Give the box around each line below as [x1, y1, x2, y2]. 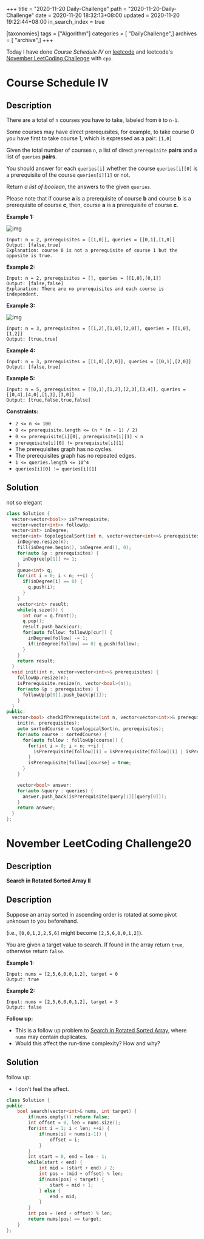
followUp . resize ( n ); [17, 675, 69, 681]
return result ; [17, 658, 56, 664]
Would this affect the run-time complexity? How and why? [15, 1039, 160, 1047]
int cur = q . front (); [22, 612, 78, 619]
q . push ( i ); [28, 584, 56, 591]
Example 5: [6, 375, 35, 382]
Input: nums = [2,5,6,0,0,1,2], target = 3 [6, 999, 118, 1005]
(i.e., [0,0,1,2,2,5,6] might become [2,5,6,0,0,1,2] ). [6, 929, 143, 936]
